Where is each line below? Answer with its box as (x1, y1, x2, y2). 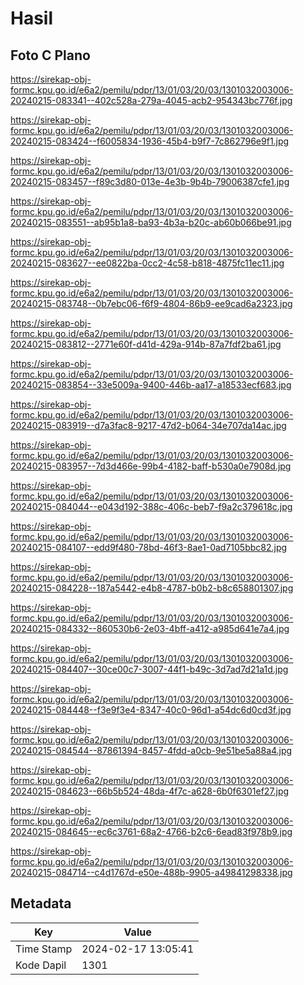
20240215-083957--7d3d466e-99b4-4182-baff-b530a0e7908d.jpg (10, 460, 292, 472)
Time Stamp (15, 942, 73, 956)
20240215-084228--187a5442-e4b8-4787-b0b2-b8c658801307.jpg (10, 582, 294, 594)
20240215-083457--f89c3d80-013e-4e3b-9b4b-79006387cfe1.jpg (10, 176, 290, 187)
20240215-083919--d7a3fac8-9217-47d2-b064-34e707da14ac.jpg (10, 420, 287, 431)
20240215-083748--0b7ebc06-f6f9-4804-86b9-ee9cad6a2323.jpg (10, 298, 293, 309)
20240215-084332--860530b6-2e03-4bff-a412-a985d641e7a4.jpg (10, 623, 290, 634)
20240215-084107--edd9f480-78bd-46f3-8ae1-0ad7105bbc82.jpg (10, 542, 288, 553)
